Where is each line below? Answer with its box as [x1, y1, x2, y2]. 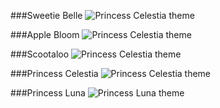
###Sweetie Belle [10, 10, 83, 21]
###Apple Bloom [10, 29, 80, 40]
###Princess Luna [10, 87, 86, 99]
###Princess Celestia [10, 68, 99, 79]
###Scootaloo [10, 48, 70, 60]
